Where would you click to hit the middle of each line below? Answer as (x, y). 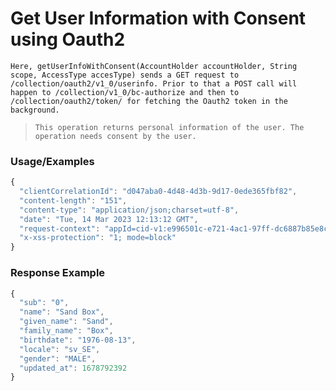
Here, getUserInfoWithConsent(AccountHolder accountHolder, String (154, 66)
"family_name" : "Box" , (66, 331)
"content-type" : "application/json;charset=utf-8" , (129, 210)
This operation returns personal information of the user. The (169, 127)
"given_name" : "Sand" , (66, 322)
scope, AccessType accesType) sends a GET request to (125, 75)
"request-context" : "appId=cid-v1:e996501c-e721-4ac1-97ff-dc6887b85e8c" (176, 228)
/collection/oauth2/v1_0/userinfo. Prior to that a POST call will (154, 83)
